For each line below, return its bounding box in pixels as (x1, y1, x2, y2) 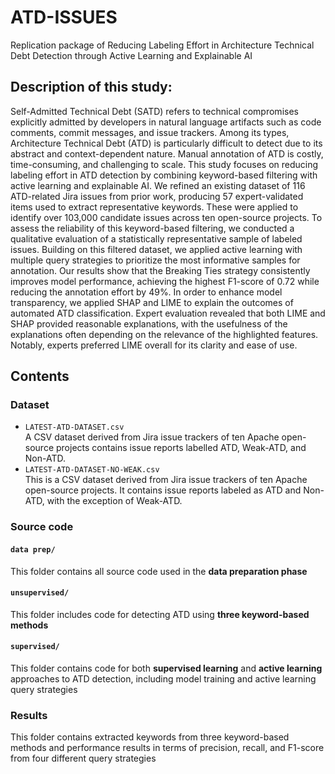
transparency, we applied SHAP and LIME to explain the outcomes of (10, 296, 294, 308)
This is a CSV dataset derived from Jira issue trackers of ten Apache (24, 474, 308, 486)
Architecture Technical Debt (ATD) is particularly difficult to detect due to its (10, 137, 323, 149)
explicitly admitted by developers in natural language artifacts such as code (10, 116, 322, 128)
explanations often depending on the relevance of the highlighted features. (10, 328, 319, 340)
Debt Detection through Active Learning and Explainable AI (10, 49, 253, 61)
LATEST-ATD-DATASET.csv (24, 422, 125, 433)
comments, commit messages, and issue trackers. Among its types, (10, 126, 290, 138)
